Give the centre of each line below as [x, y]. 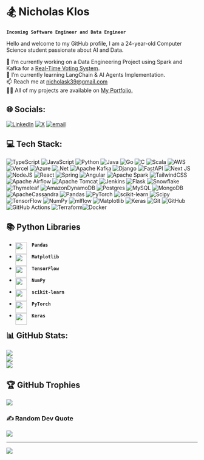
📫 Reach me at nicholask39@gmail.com [57, 81]
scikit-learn [48, 292]
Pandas [40, 245]
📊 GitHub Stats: [37, 335]
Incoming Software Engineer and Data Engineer [66, 32]
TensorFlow [45, 269]
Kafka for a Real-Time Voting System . [53, 68]
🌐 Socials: [26, 109]
